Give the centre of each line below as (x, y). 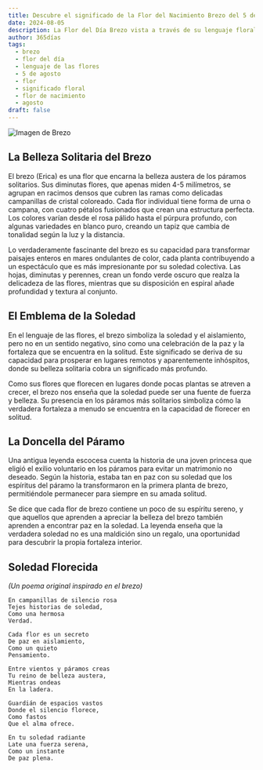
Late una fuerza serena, (49, 745)
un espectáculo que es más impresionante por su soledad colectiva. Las (124, 266)
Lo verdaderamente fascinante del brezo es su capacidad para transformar (129, 250)
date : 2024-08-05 (36, 23)
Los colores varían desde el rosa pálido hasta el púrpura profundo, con (122, 217)
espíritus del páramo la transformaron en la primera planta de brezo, (118, 485)
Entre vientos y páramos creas (59, 669)
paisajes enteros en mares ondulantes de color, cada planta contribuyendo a (131, 258)
